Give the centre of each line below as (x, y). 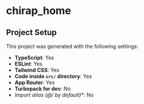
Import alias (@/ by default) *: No (54, 95)
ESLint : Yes (28, 64)
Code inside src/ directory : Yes (53, 76)
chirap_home (39, 11)
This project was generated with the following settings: (72, 46)
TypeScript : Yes (34, 58)
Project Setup (32, 32)
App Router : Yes (35, 82)
